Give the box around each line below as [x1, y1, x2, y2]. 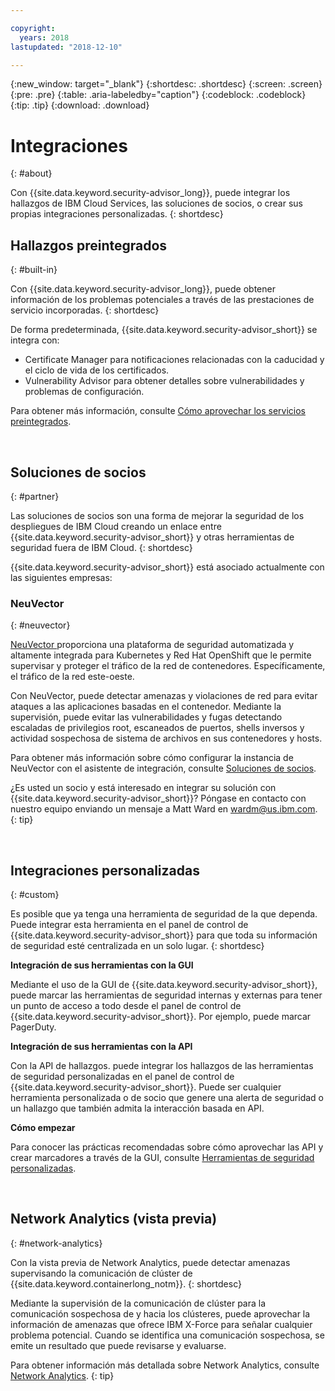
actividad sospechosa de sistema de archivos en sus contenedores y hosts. [10, 732, 323, 745]
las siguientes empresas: [10, 571, 113, 583]
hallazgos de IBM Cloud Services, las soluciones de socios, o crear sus [10, 197, 303, 210]
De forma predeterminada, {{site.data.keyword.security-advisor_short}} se [10, 324, 318, 336]
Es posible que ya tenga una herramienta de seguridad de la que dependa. [10, 908, 318, 920]
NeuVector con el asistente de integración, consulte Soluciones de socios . [10, 762, 317, 775]
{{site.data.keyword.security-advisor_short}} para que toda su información [10, 929, 318, 941]
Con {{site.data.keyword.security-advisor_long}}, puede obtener [10, 283, 276, 295]
